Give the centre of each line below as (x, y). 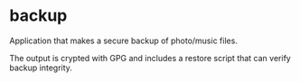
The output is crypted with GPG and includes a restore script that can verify (150, 58)
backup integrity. (41, 68)
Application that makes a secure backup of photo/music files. (123, 41)
